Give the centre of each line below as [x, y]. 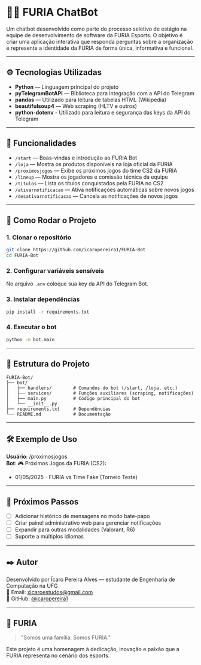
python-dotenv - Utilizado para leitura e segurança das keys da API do [103, 112]
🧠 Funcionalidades [41, 143]
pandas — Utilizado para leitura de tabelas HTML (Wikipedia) [90, 100]
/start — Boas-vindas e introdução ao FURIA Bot [76, 158]
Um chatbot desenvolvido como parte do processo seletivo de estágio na [97, 29]
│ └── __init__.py [32, 404]
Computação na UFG [32, 586]
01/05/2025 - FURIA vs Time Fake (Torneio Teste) [76, 477]
